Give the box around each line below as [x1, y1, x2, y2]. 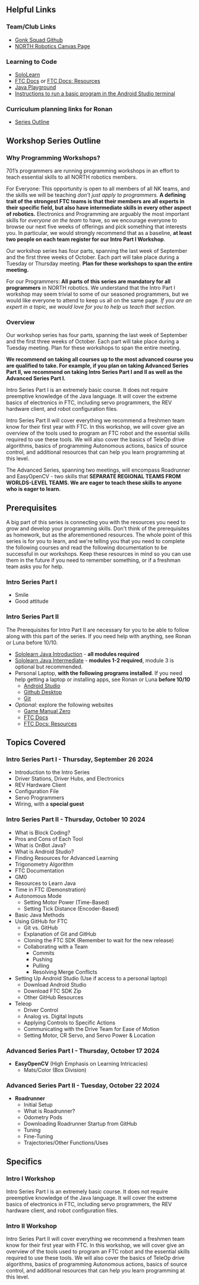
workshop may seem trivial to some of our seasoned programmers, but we [6, 290, 189, 298]
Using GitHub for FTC [14, 918, 68, 925]
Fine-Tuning [23, 1133, 53, 1140]
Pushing [32, 955, 53, 962]
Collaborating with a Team [23, 943, 88, 950]
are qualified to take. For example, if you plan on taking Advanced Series [6, 362, 189, 369]
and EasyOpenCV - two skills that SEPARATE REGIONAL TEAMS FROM [6, 473, 181, 480]
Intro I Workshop [6, 1174, 55, 1182]
